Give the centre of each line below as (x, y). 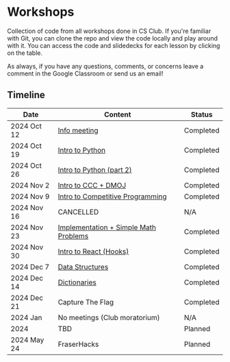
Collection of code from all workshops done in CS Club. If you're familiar (109, 31)
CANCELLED (78, 212)
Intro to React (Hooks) (93, 251)
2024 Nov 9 (30, 196)
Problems (73, 236)
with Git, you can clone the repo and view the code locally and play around (112, 38)
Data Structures (83, 267)
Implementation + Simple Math (107, 227)
